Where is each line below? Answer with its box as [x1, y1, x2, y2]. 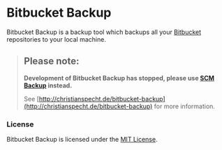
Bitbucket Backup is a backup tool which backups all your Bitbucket [6, 28, 202, 36]
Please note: [23, 56, 80, 67]
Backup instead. [23, 81, 73, 90]
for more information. [154, 102, 216, 110]
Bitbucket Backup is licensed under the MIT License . [6, 135, 158, 144]
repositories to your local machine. [6, 35, 106, 43]
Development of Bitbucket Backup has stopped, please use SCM [23, 74, 214, 82]
